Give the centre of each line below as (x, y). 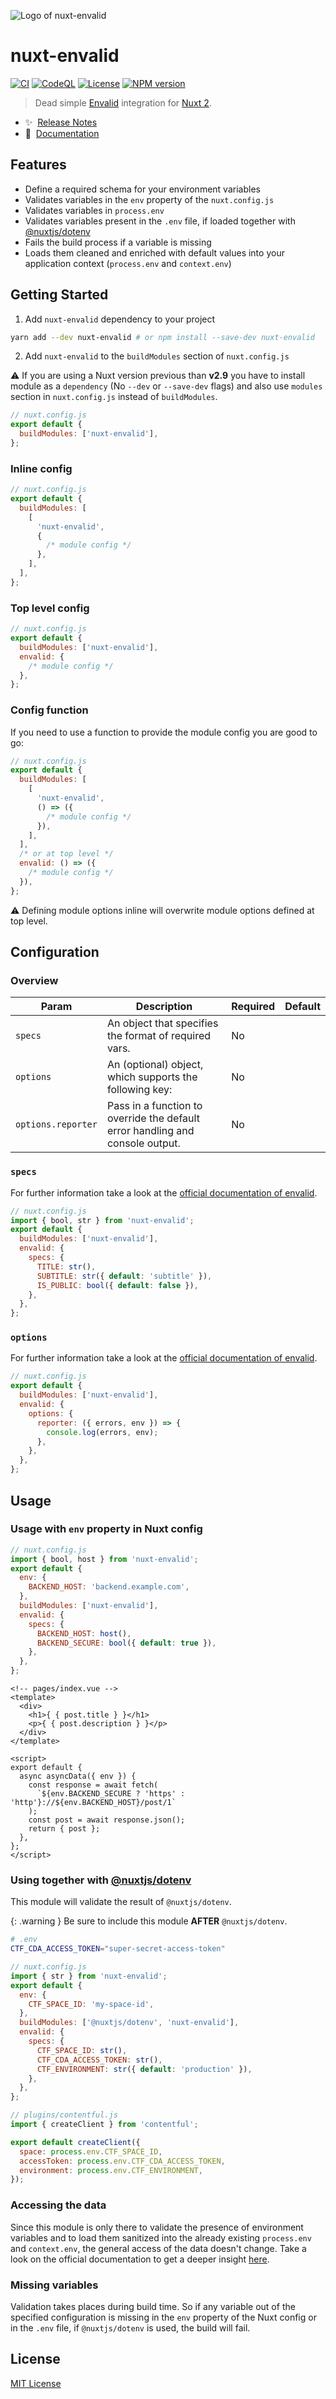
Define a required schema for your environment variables (142, 189)
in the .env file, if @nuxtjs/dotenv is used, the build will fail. (130, 2327)
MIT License (36, 2383)
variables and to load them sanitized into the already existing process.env (161, 2237)
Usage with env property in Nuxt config (106, 1529)
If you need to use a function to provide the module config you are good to (164, 732)
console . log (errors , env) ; (102, 1432)
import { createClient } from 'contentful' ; (104, 2125)
